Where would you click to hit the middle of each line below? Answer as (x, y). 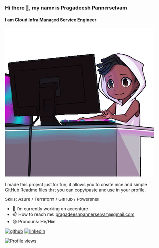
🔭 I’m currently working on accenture (50, 209)
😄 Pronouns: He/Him (34, 222)
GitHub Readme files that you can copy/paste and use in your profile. (76, 190)
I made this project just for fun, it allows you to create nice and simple (76, 185)
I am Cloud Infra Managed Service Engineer (51, 20)
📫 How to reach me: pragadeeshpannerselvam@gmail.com (73, 214)
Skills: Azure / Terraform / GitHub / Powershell (52, 199)
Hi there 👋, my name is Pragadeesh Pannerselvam (66, 8)
